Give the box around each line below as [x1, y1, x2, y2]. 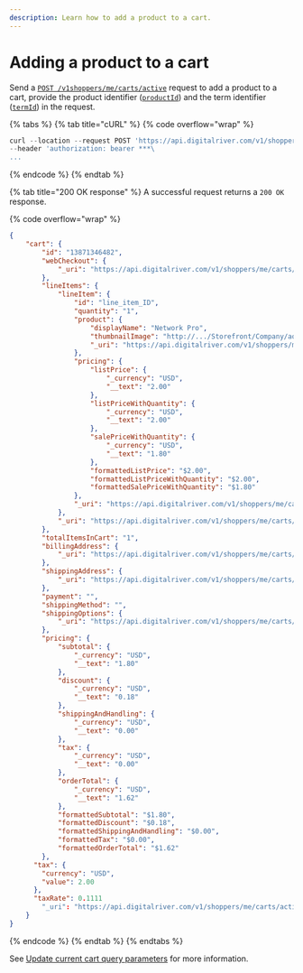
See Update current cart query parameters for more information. [9, 953, 249, 964]
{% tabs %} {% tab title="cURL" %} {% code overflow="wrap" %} [9, 118, 254, 129]
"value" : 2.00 [41, 877, 95, 886]
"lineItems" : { [41, 282, 99, 291]
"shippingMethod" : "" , [41, 600, 127, 609]
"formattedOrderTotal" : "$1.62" [57, 844, 179, 853]
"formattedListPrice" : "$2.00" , [89, 466, 212, 475]
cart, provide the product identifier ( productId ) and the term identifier [9, 91, 267, 102]
